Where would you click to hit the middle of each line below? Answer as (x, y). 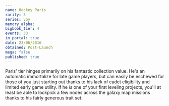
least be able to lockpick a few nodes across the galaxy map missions (78, 93)
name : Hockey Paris (26, 10)
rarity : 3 (16, 15)
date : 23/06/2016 (23, 43)
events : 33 (17, 33)
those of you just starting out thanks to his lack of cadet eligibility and (77, 82)
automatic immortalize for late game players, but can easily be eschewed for (85, 77)
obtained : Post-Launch (29, 47)
